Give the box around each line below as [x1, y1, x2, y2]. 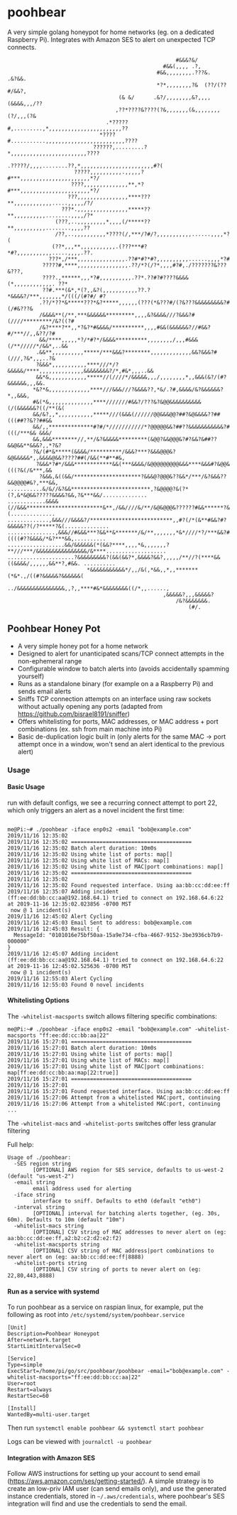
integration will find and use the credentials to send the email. [7, 1499, 187, 1508]
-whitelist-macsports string [13, 1241, 100, 1249]
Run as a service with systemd [7, 1287, 99, 1296]
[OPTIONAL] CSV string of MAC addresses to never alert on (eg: [33, 1229, 227, 1236]
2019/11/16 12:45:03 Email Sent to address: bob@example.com [7, 919, 192, 926]
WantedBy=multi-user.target [7, 1411, 91, 1418]
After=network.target [7, 1337, 72, 1344]
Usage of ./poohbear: [7, 1154, 72, 1161]
